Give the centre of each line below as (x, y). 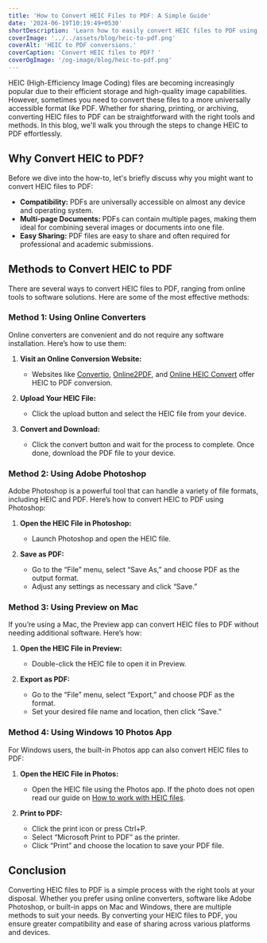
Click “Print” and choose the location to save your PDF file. (128, 845)
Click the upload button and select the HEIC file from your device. (139, 413)
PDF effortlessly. (35, 133)
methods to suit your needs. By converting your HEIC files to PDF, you (123, 915)
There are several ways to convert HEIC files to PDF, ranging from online (127, 289)
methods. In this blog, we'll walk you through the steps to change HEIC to (128, 125)
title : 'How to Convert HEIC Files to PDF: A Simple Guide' (110, 16)
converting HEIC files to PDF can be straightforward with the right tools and (132, 116)
